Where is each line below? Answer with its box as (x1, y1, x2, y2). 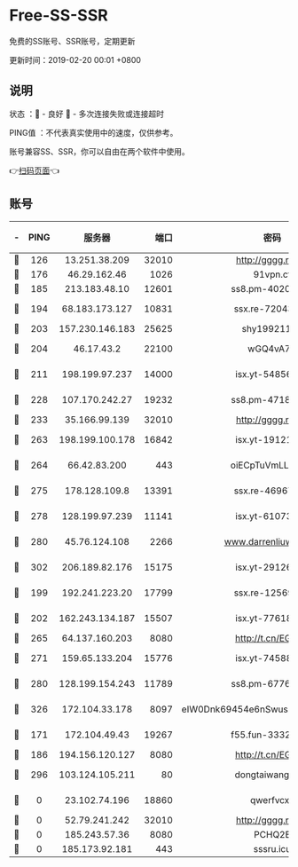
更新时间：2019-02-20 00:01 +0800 (9, 54, 142, 65)
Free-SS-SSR (9, 5, 108, 26)
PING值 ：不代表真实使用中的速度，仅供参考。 (9, 127, 178, 138)
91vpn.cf (253, 268, 292, 280)
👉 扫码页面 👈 (9, 165, 60, 176)
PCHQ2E (254, 828, 291, 840)
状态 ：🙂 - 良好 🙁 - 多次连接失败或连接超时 (9, 108, 164, 119)
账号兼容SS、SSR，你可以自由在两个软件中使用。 (9, 146, 190, 156)
